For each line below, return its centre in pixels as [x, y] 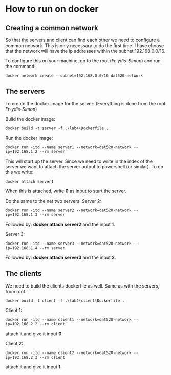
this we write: [19, 172]
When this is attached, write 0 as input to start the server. [66, 191]
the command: [20, 66]
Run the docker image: [29, 138]
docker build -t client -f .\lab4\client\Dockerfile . [65, 301]
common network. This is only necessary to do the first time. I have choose [85, 46]
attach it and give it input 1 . [34, 367]
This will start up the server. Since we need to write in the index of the [79, 161]
